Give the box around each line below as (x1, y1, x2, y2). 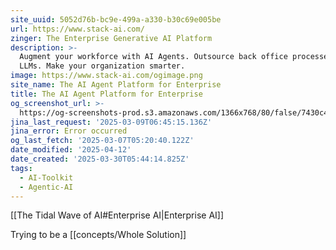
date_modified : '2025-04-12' (10, 145, 132, 155)
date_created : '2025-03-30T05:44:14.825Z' (10, 154, 190, 164)
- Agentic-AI (19, 182, 74, 192)
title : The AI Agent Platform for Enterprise (10, 89, 203, 99)
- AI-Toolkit (19, 172, 74, 183)
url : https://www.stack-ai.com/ (10, 24, 145, 34)
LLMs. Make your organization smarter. (19, 61, 186, 71)
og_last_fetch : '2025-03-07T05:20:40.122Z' (10, 136, 195, 146)
